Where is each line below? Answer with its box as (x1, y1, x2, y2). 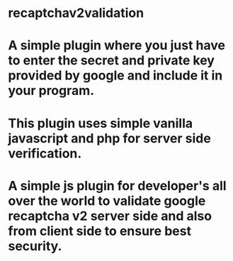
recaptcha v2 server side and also (8, 208, 212, 224)
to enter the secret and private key (8, 52, 215, 69)
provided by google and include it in (8, 67, 223, 84)
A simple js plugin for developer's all (8, 177, 227, 194)
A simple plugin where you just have (8, 38, 226, 54)
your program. (8, 83, 95, 99)
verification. (8, 145, 82, 161)
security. (8, 238, 62, 254)
